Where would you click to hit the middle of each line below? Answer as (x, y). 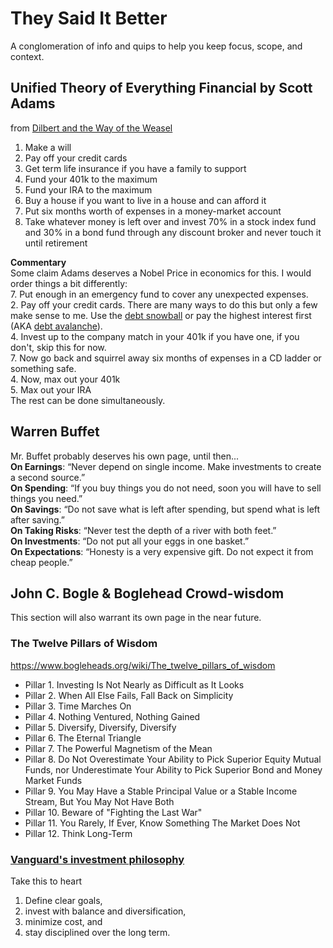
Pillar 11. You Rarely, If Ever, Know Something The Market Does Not (162, 823)
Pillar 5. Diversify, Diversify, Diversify (100, 727)
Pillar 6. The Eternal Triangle (83, 738)
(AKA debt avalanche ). (56, 326)
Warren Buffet (55, 432)
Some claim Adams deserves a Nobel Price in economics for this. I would (161, 273)
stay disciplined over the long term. (97, 932)
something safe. (43, 368)
